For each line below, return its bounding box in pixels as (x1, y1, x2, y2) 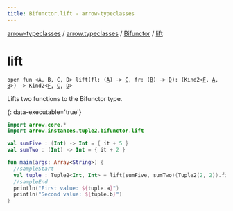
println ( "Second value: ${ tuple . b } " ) (13, 191, 123, 198)
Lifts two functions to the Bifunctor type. (7, 94, 123, 102)
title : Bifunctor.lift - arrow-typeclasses (7, 10, 135, 17)
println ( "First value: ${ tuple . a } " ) (13, 185, 119, 192)
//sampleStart (13, 165, 54, 172)
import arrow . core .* (7, 121, 67, 128)
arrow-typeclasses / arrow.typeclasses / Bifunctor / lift (7, 29, 163, 37)
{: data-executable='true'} (7, 108, 82, 116)
